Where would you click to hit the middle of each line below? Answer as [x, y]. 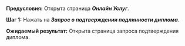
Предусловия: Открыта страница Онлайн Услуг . [68, 8]
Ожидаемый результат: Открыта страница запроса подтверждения [92, 31]
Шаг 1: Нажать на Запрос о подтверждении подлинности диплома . [93, 20]
